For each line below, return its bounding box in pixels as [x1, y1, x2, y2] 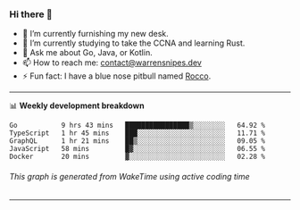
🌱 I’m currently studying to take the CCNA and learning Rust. [21, 38, 246, 48]
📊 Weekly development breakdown [9, 100, 145, 111]
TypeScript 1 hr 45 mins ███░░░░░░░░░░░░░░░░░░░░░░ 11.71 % [9, 129, 266, 138]
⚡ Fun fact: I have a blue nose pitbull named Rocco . [21, 71, 212, 81]
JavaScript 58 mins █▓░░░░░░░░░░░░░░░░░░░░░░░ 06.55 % [9, 145, 266, 154]
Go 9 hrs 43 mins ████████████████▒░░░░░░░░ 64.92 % [9, 121, 266, 130]
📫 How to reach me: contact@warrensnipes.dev [21, 57, 203, 68]
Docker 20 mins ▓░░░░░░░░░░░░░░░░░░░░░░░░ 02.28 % [9, 152, 266, 162]
